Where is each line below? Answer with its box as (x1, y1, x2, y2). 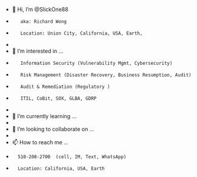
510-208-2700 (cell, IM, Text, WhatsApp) (18, 154, 127, 160)
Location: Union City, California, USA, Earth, (20, 30, 143, 36)
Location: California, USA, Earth (18, 165, 105, 172)
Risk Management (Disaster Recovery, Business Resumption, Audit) (20, 72, 192, 78)
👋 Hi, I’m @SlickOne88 (12, 6, 68, 13)
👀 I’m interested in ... (12, 47, 64, 55)
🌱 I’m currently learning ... (12, 113, 77, 119)
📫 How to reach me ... (12, 139, 68, 145)
